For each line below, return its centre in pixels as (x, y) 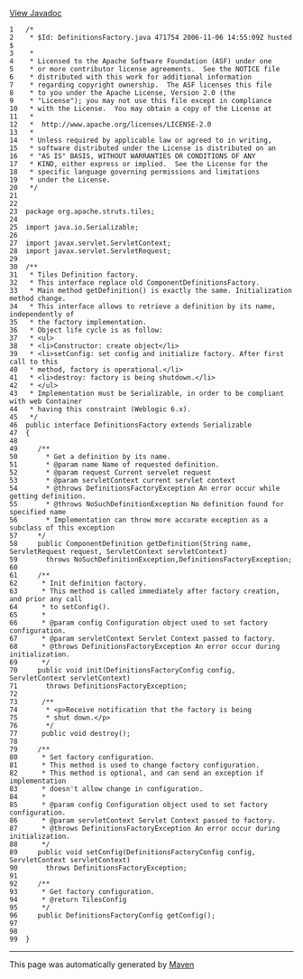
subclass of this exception (62, 528)
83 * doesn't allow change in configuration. (106, 789)
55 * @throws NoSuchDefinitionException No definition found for (147, 504)
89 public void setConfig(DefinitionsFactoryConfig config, (133, 852)
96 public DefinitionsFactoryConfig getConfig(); (113, 916)
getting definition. (48, 496)
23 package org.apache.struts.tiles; (82, 212)
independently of (42, 315)
